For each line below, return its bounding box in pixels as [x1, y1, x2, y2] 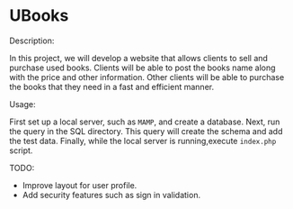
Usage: [9, 98, 36, 109]
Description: [9, 35, 55, 46]
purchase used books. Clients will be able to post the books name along [9, 62, 276, 73]
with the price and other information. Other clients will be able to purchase [9, 71, 285, 82]
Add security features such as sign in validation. [22, 189, 200, 200]
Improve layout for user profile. [22, 179, 138, 190]
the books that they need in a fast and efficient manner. [9, 81, 214, 92]
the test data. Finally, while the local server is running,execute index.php [9, 135, 277, 146]
